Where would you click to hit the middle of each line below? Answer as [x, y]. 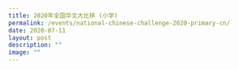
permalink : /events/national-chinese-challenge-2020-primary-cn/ [119, 23]
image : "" [25, 52]
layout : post [30, 38]
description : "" [35, 45]
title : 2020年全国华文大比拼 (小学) [63, 15]
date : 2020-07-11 [37, 30]
